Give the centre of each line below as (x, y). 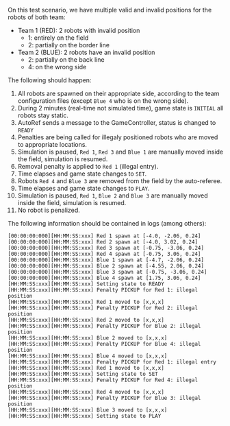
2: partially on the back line (66, 60)
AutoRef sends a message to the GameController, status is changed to (117, 122)
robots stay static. (43, 115)
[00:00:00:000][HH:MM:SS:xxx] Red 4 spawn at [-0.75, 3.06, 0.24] (104, 254)
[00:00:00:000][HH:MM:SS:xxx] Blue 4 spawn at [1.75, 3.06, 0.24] (104, 278)
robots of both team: (37, 17)
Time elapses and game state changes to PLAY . (84, 188)
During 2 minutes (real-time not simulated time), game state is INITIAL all (120, 108)
